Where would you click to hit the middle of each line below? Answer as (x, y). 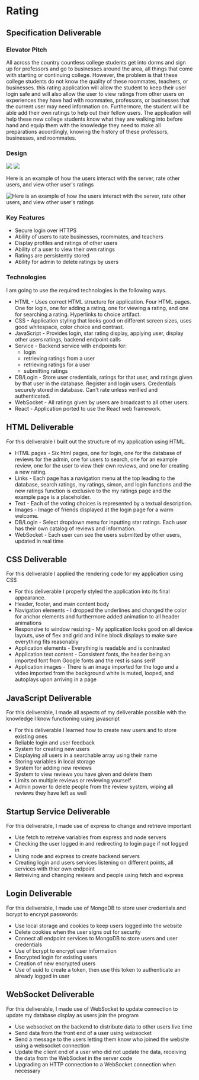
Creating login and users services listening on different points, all (94, 863)
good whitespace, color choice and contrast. (69, 327)
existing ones (31, 736)
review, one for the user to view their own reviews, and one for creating (102, 465)
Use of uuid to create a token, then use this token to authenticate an (97, 969)
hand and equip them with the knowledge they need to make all (84, 125)
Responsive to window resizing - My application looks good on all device (104, 629)
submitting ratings (46, 370)
